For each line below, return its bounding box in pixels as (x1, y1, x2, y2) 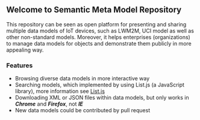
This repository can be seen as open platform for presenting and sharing (6, 20, 187, 28)
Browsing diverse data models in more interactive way (14, 75, 150, 82)
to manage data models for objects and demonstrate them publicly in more (6, 40, 192, 47)
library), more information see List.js (14, 88, 105, 95)
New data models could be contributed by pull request (14, 107, 151, 114)
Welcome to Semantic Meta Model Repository (6, 5, 182, 15)
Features (6, 61, 33, 70)
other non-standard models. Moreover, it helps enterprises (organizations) (6, 33, 191, 41)
